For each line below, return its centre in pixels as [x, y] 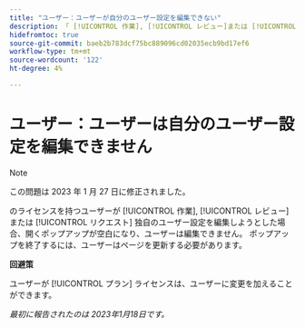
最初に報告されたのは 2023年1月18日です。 [89, 313]
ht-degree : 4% [36, 69]
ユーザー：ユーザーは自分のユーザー [144, 124]
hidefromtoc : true [44, 35]
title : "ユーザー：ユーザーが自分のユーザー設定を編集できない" [115, 18]
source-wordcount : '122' [56, 60]
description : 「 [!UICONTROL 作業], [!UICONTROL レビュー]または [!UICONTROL [153, 26]
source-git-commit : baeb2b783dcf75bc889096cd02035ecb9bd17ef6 [129, 43]
